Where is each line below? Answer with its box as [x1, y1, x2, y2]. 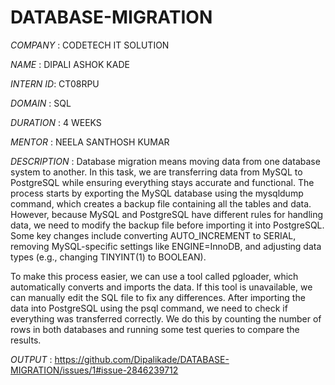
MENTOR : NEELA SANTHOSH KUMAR [10, 136, 170, 148]
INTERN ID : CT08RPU [10, 77, 100, 90]
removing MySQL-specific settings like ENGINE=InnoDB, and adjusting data [10, 240, 322, 252]
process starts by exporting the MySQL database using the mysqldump [10, 187, 304, 199]
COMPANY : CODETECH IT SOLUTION [10, 39, 170, 51]
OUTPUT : [10, 353, 53, 365]
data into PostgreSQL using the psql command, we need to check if [10, 302, 288, 314]
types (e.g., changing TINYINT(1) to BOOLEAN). [10, 251, 207, 263]
